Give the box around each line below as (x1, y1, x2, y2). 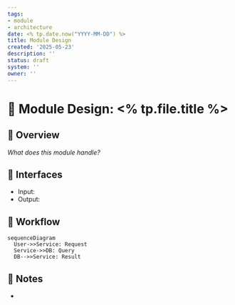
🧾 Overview (7, 129, 60, 141)
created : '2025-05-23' (7, 43, 75, 51)
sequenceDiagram (7, 234, 56, 242)
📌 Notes (7, 272, 43, 285)
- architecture (7, 24, 53, 31)
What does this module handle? (7, 148, 101, 157)
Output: (17, 195, 41, 204)
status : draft (7, 57, 50, 64)
